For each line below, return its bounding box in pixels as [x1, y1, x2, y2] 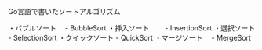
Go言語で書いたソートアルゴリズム [8, 7, 121, 16]
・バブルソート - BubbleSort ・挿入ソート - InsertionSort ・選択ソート [8, 23, 256, 33]
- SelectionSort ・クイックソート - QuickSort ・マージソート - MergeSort [8, 34, 251, 42]
